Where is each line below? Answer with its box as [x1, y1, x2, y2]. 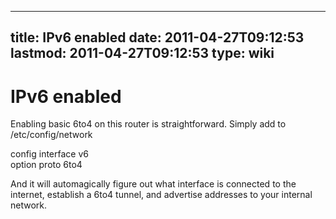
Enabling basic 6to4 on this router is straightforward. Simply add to [10, 118, 287, 130]
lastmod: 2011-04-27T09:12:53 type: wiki [10, 45, 275, 62]
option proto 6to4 [10, 159, 83, 171]
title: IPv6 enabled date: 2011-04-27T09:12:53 [10, 29, 305, 46]
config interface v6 [10, 148, 89, 160]
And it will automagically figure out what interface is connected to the [10, 178, 297, 190]
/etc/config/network [10, 129, 93, 141]
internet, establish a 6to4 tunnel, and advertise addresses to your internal [10, 189, 313, 201]
